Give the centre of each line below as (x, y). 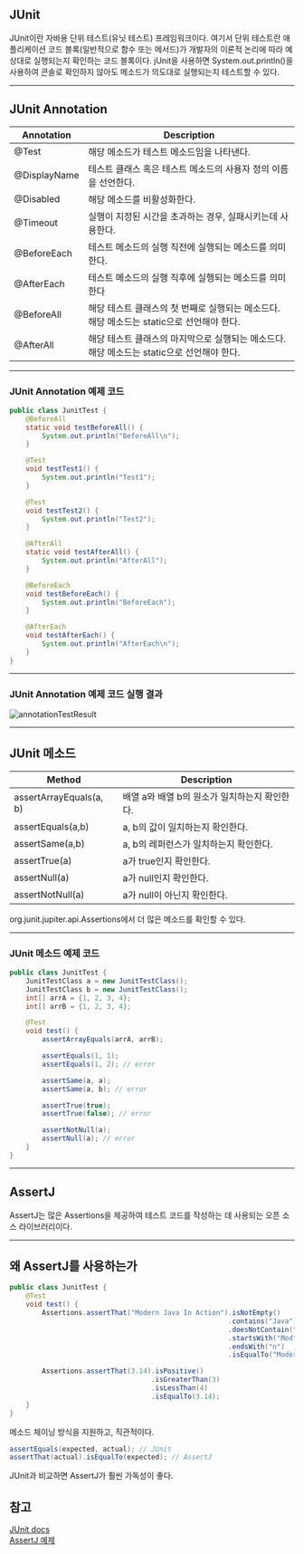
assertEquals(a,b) (52, 826)
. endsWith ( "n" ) (256, 1347)
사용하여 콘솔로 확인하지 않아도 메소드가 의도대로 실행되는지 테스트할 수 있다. (145, 72)
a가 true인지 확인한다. (166, 861)
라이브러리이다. (46, 1226)
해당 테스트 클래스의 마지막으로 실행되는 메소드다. (187, 339)
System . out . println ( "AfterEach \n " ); (111, 644)
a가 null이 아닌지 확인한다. (175, 895)
